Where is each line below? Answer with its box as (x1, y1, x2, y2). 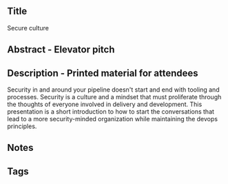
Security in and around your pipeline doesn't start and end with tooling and (7, 85, 220, 94)
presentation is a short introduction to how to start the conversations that (7, 108, 215, 116)
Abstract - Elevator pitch (7, 44, 115, 56)
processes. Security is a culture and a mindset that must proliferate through (7, 93, 222, 101)
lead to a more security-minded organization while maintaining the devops (7, 115, 218, 123)
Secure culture (7, 23, 50, 32)
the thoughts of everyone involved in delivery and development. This (7, 100, 203, 109)
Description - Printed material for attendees (7, 67, 198, 79)
